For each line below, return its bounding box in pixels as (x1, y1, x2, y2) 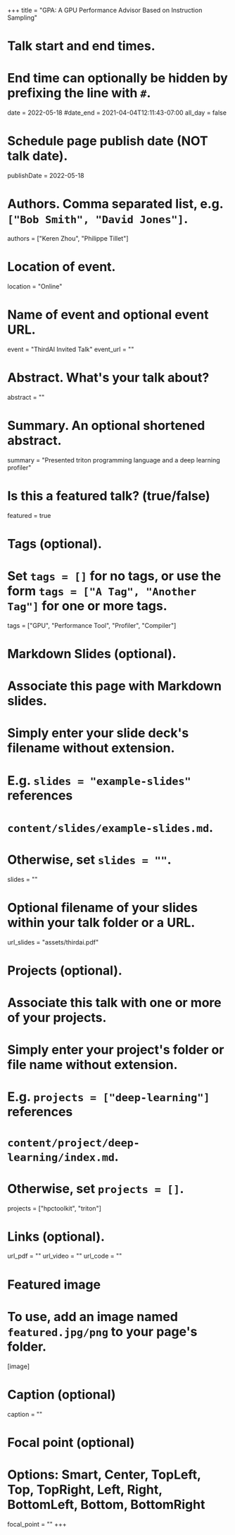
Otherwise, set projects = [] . (7, 1180, 184, 1196)
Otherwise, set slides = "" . (7, 852, 172, 868)
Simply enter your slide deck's (7, 725, 189, 741)
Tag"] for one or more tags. (7, 598, 167, 614)
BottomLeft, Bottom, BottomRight (7, 1496, 205, 1512)
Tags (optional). (7, 536, 102, 552)
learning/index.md (7, 1151, 115, 1164)
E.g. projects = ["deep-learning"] (7, 1089, 210, 1105)
